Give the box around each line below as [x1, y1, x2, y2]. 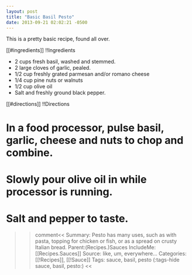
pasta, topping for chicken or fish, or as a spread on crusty [35, 238, 177, 245]
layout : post [6, 8, 38, 15]
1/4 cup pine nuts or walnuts [14, 77, 83, 84]
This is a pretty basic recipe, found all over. [6, 36, 110, 43]
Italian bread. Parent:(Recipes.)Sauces [35, 243, 128, 250]
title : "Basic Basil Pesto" [6, 14, 75, 20]
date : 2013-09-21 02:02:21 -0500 [6, 19, 88, 25]
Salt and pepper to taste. [6, 212, 129, 225]
